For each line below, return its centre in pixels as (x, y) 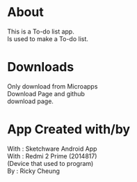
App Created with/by (69, 129)
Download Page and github (46, 93)
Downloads (41, 67)
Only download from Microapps (53, 86)
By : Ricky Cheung (34, 171)
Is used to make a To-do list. (48, 38)
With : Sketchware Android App (52, 149)
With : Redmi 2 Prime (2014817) (52, 156)
